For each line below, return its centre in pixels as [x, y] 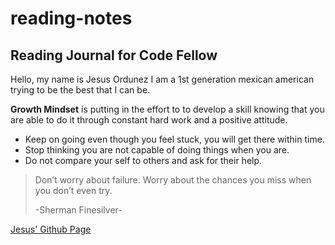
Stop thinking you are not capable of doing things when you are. [157, 150]
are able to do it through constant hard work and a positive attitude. [149, 120]
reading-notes [71, 18]
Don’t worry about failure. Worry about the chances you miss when [173, 180]
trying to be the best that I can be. [80, 90]
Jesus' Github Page [51, 229]
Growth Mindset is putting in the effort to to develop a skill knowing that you [167, 109]
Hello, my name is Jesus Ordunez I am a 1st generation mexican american [162, 79]
